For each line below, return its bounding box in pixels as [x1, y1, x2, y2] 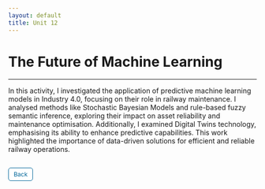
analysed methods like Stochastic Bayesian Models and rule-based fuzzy [8, 103, 246, 113]
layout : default [8, 11, 62, 20]
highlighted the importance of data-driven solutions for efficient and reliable [8, 136, 255, 146]
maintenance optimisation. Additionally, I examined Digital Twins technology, [8, 120, 256, 129]
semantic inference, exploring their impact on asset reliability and [8, 111, 221, 120]
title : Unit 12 [8, 19, 58, 27]
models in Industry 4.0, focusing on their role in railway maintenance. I [8, 94, 237, 104]
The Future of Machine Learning [8, 53, 223, 71]
